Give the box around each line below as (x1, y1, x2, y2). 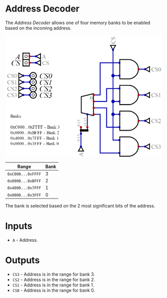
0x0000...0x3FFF (7, 192, 41, 197)
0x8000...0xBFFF (7, 179, 41, 184)
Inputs (5, 221, 32, 232)
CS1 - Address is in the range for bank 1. (12, 282, 94, 288)
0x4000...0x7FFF (7, 185, 41, 191)
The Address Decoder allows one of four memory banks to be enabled (5, 20, 150, 26)
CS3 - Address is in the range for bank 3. (12, 271, 95, 277)
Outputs (5, 255, 40, 266)
